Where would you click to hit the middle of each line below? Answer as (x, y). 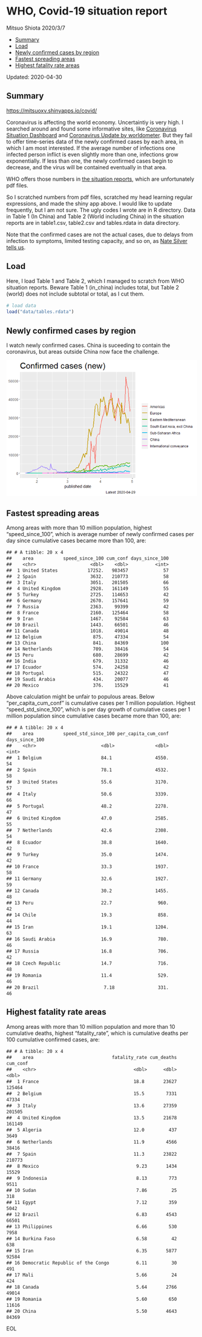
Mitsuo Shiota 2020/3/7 (36, 28)
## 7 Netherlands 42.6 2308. (88, 830)
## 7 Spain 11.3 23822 (92, 1154)
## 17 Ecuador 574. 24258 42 (88, 667)
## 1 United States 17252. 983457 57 (88, 570)
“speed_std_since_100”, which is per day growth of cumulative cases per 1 (98, 709)
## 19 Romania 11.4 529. (88, 975)
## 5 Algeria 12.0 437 (92, 1130)
